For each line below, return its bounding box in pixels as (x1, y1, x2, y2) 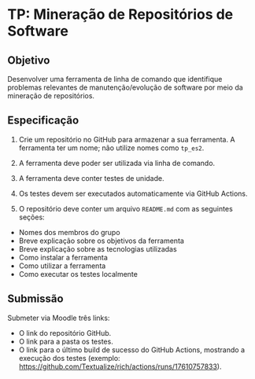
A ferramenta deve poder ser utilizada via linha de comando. (18, 158, 216, 167)
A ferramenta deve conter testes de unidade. (18, 173, 164, 182)
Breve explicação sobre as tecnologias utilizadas (18, 244, 178, 253)
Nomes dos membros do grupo (18, 227, 120, 237)
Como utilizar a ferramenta (18, 261, 106, 270)
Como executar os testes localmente (18, 269, 139, 278)
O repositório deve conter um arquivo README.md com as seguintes (18, 204, 233, 213)
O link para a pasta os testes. (18, 337, 113, 346)
